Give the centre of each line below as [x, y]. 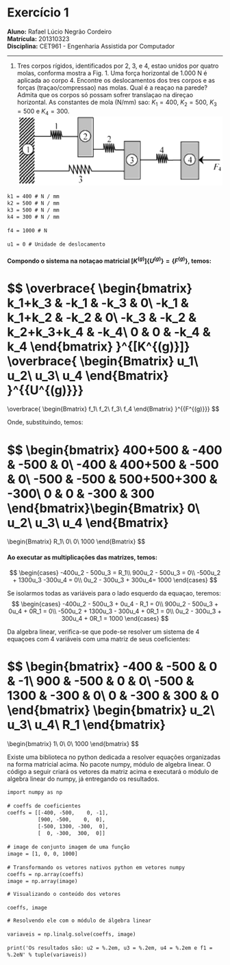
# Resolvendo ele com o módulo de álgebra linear [79, 921]
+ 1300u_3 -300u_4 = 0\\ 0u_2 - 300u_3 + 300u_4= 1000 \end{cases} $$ [115, 580]
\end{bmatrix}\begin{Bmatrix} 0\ [104, 508]
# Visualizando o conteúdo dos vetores [64, 894]
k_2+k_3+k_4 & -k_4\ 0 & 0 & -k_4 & [109, 332]
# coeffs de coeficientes [44, 806]
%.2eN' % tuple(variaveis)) [47, 955]
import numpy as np [35, 792]
